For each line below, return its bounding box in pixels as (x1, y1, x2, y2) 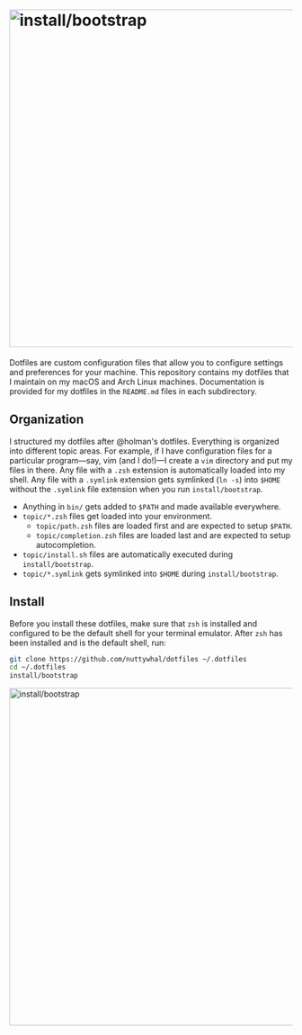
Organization (9, 412, 84, 427)
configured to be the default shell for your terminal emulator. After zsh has (9, 627, 283, 638)
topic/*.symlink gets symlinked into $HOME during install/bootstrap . (22, 568, 279, 579)
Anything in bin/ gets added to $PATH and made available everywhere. (22, 500, 281, 512)
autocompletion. (35, 539, 97, 550)
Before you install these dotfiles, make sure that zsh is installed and (9, 617, 258, 629)
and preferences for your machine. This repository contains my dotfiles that (9, 366, 289, 377)
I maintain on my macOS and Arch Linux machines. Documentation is (9, 376, 265, 387)
